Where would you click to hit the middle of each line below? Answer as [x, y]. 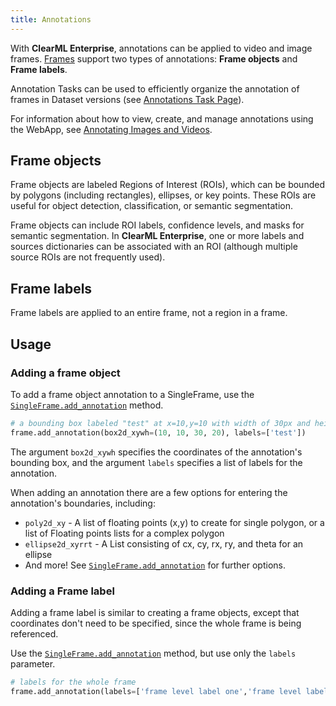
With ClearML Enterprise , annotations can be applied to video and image [161, 48]
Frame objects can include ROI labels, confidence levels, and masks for [157, 225]
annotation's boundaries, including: [83, 503]
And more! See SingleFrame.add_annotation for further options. [155, 565]
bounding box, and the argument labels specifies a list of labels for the [156, 462]
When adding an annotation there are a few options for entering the [149, 492]
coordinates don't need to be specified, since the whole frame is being [156, 623]
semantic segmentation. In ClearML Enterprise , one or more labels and [157, 236]
